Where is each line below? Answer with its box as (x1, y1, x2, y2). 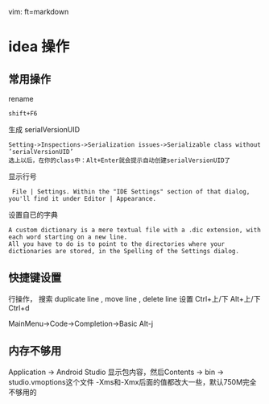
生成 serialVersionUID (8, 125, 81, 134)
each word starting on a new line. (8, 233, 128, 241)
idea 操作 (8, 38, 70, 56)
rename (8, 94, 34, 103)
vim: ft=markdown (8, 7, 69, 16)
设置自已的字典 (8, 210, 58, 219)
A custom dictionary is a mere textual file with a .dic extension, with (8, 226, 262, 234)
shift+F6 (8, 110, 38, 118)
